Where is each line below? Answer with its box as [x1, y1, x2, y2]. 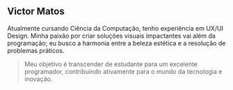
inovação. [24, 75, 53, 83]
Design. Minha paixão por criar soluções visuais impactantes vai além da [7, 31, 216, 40]
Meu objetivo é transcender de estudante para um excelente [24, 59, 198, 68]
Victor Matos [7, 6, 65, 17]
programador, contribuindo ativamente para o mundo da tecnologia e [24, 67, 223, 75]
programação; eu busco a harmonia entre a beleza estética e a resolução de [7, 38, 226, 47]
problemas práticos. [7, 46, 65, 54]
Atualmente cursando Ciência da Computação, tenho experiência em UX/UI [7, 24, 224, 32]
